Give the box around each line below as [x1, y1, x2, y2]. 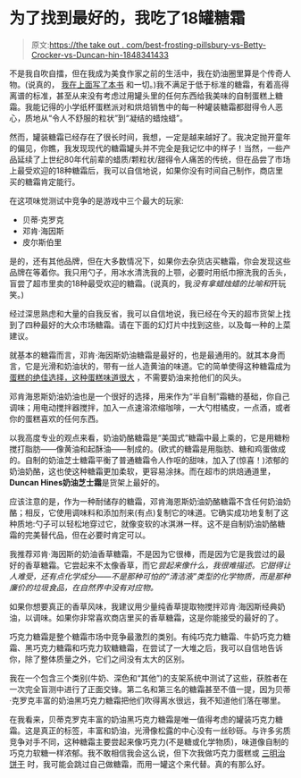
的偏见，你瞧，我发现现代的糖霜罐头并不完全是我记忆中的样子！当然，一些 [9, 142, 283, 153]
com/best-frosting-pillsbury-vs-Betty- [126, 39, 266, 50]
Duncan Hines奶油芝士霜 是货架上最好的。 [9, 477, 165, 487]
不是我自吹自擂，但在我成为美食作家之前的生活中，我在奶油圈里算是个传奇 [9, 68, 283, 79]
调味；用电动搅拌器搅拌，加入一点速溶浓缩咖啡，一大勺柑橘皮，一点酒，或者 [9, 402, 291, 412]
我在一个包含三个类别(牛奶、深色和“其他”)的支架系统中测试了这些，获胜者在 [9, 672, 288, 683]
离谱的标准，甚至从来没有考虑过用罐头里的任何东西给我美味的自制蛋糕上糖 [9, 90, 283, 101]
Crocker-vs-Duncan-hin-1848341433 [30, 49, 170, 60]
